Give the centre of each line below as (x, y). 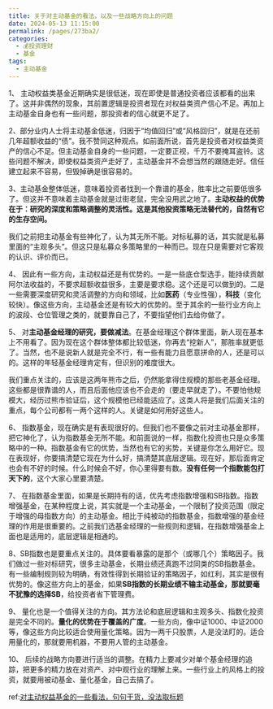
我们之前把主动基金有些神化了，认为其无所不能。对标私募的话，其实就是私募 (136, 236)
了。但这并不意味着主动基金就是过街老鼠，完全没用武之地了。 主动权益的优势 (136, 198)
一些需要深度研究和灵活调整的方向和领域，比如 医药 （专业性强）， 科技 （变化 (135, 294)
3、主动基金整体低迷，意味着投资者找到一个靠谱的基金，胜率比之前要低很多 (135, 189)
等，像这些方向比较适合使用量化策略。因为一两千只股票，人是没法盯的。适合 (136, 632)
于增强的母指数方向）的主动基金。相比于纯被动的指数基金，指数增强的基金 (133, 515)
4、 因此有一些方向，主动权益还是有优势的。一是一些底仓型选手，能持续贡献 (136, 274)
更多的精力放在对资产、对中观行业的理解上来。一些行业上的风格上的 (143, 669)
